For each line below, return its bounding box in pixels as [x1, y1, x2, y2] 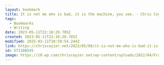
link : [5, 43, 16, 48]
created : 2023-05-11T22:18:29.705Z [5, 35, 78, 40]
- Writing [9, 25, 29, 30]
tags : [5, 16, 16, 21]
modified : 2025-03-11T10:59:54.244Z [5, 39, 80, 44]
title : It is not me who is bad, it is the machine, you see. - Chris [5, 12, 152, 17]
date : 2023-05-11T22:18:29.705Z [5, 30, 71, 35]
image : [5, 52, 19, 58]
